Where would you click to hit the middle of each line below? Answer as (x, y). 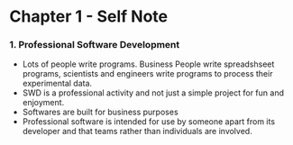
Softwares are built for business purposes (100, 112)
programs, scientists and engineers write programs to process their (147, 74)
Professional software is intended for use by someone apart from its (149, 122)
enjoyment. (43, 103)
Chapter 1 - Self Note (89, 17)
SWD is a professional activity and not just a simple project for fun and (153, 93)
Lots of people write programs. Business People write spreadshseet (148, 64)
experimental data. (57, 84)
